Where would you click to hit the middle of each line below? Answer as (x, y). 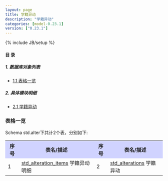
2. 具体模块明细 (21, 93)
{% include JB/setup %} (30, 42)
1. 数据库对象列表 (23, 67)
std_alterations (127, 163)
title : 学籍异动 (20, 14)
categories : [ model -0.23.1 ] (34, 24)
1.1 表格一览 (24, 80)
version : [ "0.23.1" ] (27, 28)
